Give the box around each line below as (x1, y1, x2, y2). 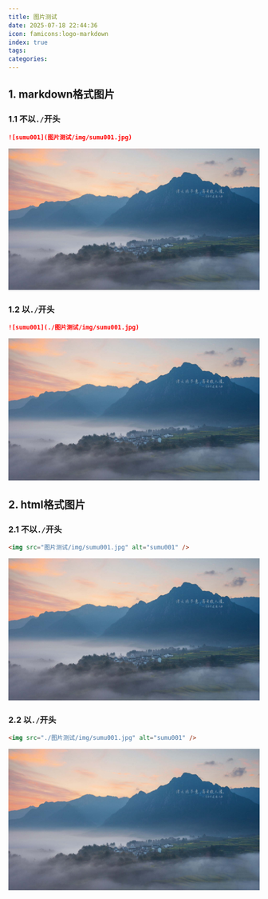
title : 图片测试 (8, 13, 57, 21)
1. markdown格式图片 (8, 88, 116, 102)
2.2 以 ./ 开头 (8, 714, 57, 725)
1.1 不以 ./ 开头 (8, 114, 61, 125)
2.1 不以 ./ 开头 (8, 524, 62, 535)
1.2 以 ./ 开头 (8, 304, 55, 315)
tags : (8, 46, 26, 55)
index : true (8, 38, 48, 46)
